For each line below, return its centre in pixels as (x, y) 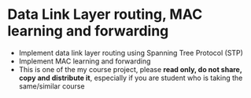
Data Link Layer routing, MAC (105, 15)
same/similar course (52, 86)
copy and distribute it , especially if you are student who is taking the (131, 78)
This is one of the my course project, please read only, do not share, (130, 69)
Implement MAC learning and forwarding (85, 61)
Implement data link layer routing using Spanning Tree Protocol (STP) (131, 53)
